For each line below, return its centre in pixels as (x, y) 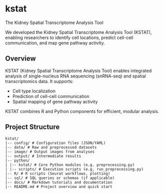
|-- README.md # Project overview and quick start (59, 186)
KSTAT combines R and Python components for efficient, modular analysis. (82, 111)
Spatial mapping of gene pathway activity (55, 101)
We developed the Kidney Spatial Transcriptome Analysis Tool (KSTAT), (79, 32)
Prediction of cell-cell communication (51, 96)
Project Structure (32, 127)
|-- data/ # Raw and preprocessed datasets (51, 147)
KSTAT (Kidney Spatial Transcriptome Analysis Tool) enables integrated (79, 70)
